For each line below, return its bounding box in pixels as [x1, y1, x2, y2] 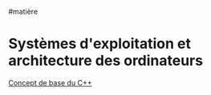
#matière [8, 7, 39, 16]
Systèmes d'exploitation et [8, 35, 191, 53]
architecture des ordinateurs [8, 52, 203, 70]
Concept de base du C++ [8, 77, 92, 87]
